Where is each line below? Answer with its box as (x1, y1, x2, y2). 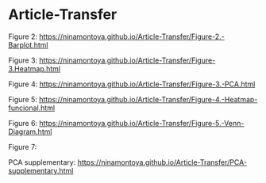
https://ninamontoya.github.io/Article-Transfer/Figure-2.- (39, 32, 225, 41)
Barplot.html (8, 40, 48, 49)
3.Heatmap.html (8, 63, 61, 73)
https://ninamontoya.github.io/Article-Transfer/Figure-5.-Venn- (39, 118, 245, 128)
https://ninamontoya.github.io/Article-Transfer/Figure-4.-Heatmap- (38, 94, 258, 104)
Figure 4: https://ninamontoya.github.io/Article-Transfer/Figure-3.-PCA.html (8, 79, 256, 89)
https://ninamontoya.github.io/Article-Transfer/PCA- (77, 157, 248, 167)
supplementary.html (8, 166, 74, 175)
